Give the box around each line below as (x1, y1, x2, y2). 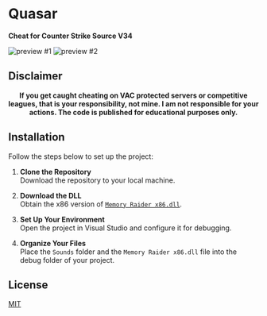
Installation (8, 130, 65, 144)
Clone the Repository (19, 167, 91, 176)
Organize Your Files (19, 238, 86, 248)
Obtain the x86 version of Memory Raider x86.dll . (19, 199, 183, 209)
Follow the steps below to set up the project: (8, 152, 153, 161)
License (8, 278, 48, 291)
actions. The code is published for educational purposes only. (29, 107, 238, 117)
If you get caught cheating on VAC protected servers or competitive (19, 91, 248, 100)
